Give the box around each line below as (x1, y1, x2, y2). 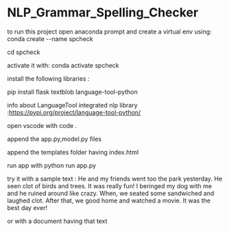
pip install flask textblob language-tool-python (7, 88, 138, 96)
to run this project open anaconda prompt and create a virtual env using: (7, 27, 212, 36)
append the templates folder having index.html (7, 148, 139, 156)
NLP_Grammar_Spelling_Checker (7, 5, 199, 21)
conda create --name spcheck (7, 34, 94, 42)
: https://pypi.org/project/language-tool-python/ (7, 108, 141, 116)
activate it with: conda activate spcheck (7, 61, 119, 69)
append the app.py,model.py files (7, 135, 101, 143)
